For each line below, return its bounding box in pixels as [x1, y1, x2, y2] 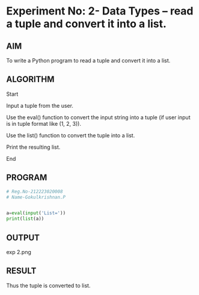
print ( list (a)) [6, 216, 44, 222]
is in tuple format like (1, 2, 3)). [6, 120, 81, 127]
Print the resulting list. [6, 143, 61, 151]
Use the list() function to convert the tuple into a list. [6, 131, 135, 139]
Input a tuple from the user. [6, 102, 74, 109]
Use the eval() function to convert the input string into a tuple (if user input [6, 113, 191, 121]
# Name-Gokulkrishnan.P [6, 194, 66, 200]
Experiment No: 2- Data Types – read [6, 4, 194, 18]
